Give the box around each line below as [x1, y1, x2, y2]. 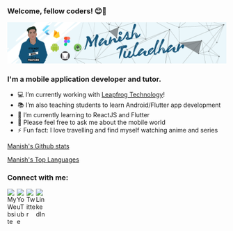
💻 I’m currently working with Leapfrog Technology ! [17, 90, 166, 99]
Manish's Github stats [7, 142, 70, 151]
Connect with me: [7, 173, 69, 182]
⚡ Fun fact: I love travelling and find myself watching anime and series [17, 126, 218, 135]
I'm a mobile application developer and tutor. [7, 74, 161, 84]
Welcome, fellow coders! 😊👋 [7, 6, 107, 16]
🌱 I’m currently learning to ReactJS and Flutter [17, 111, 150, 119]
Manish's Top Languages [7, 155, 80, 164]
